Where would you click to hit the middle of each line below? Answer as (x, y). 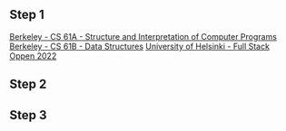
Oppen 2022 (33, 56)
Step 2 (28, 84)
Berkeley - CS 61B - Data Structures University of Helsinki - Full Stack (140, 46)
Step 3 (28, 115)
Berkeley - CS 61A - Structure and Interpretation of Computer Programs (143, 36)
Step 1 (27, 15)
